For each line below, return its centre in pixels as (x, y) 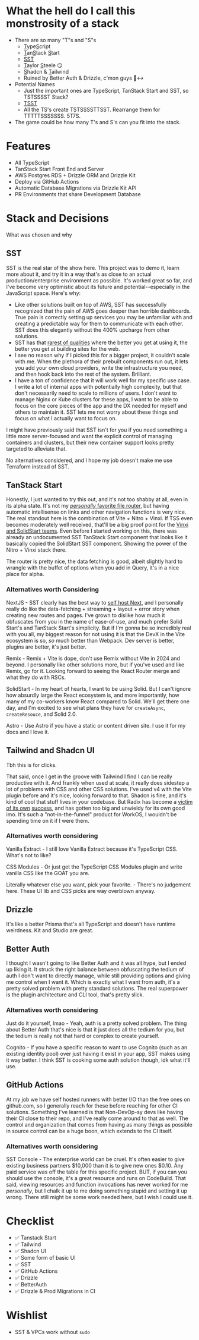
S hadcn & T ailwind (46, 71)
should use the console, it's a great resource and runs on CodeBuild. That (96, 1178)
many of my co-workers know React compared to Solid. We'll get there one (98, 701)
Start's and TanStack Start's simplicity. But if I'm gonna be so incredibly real (99, 628)
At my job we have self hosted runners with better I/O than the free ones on (98, 1099)
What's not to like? (29, 855)
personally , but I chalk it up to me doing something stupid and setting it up (97, 1191)
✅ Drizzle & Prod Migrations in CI (55, 1291)
